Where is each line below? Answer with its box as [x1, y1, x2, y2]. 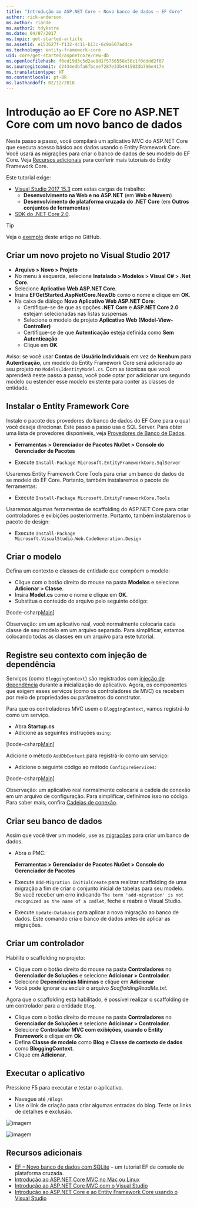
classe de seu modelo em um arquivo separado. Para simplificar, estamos [6, 627, 185, 634]
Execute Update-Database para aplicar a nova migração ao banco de [14, 909, 179, 915]
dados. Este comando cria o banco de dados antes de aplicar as [14, 915, 171, 922]
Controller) [23, 322, 51, 329]
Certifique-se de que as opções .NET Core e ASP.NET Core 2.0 [23, 303, 179, 310]
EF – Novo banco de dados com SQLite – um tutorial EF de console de [14, 1163, 184, 1170]
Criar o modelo [6, 551, 62, 561]
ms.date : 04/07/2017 [6, 31, 57, 37]
